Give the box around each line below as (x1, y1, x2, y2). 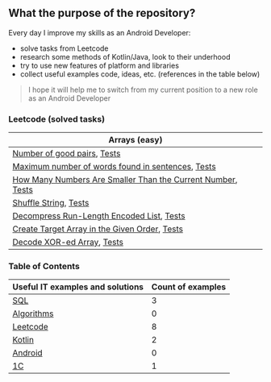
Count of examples (151, 281, 227, 293)
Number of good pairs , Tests (12, 148, 121, 160)
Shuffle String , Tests (12, 197, 90, 209)
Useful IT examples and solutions (12, 281, 144, 293)
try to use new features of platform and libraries (19, 60, 180, 70)
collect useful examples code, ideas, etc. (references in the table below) (19, 69, 261, 79)
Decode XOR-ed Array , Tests (12, 237, 123, 248)
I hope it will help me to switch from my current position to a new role (27, 85, 258, 94)
